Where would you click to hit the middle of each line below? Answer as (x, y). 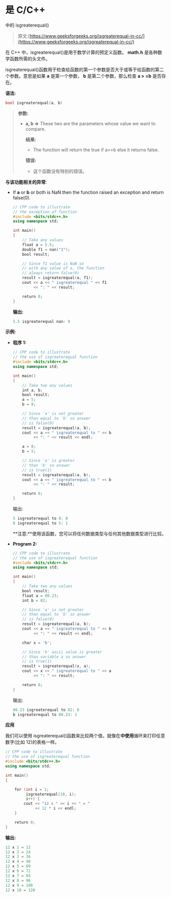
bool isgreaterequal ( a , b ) (34, 103)
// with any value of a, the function (63, 268)
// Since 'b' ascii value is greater (62, 652)
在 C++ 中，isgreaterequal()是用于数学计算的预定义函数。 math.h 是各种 (82, 52)
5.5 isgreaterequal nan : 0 (41, 321)
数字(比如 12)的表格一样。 (32, 742)
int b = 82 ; (35, 600)
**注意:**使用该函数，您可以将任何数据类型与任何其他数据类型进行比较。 (89, 533)
